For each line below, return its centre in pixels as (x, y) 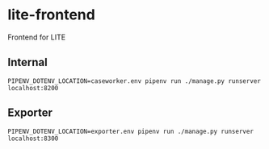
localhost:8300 (33, 139)
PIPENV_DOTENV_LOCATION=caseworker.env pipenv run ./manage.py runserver (134, 81)
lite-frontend (52, 15)
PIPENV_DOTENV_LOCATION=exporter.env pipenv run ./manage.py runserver (130, 131)
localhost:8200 (33, 88)
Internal (27, 62)
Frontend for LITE (37, 37)
